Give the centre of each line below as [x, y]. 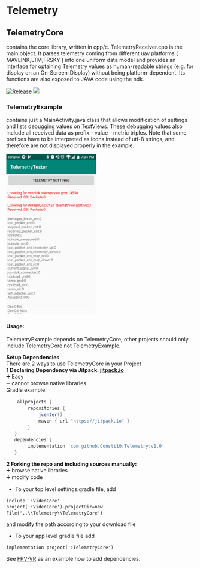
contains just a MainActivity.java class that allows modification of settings [97, 120]
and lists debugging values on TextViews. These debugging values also [94, 126]
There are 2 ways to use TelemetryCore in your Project [74, 364]
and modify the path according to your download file [71, 524]
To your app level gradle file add [54, 536]
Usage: [16, 326]
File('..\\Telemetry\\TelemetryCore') [54, 513]
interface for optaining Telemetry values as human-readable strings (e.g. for [100, 66]
